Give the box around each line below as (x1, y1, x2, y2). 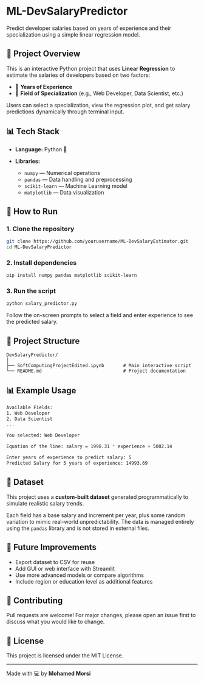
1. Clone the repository (6, 224, 75, 233)
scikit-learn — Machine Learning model (24, 182, 127, 190)
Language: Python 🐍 (15, 145, 67, 153)
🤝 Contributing (6, 595, 63, 606)
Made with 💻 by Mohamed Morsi (6, 670, 91, 678)
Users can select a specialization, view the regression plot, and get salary (6, 101, 191, 109)
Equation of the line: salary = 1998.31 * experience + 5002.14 (6, 443, 172, 449)
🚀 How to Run (6, 206, 58, 216)
